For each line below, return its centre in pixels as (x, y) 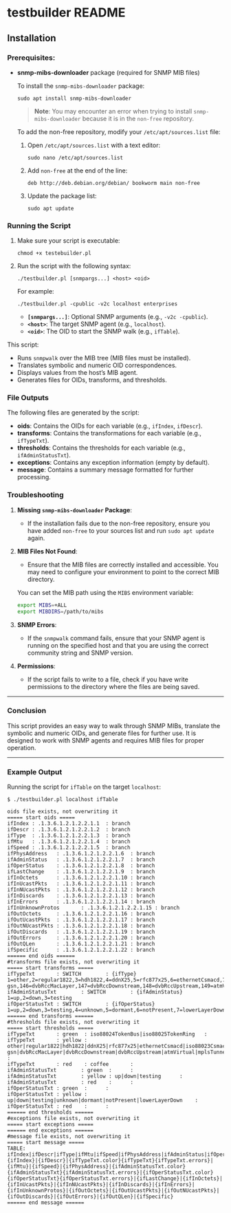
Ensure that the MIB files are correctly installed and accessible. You (123, 565)
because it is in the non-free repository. (138, 118)
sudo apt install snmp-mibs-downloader (74, 98)
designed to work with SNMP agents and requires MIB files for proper (106, 740)
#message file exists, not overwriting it (69, 1137)
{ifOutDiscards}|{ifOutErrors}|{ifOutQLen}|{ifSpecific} (90, 1197)
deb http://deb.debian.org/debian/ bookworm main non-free (114, 183)
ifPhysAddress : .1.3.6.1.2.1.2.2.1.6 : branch (81, 854)
